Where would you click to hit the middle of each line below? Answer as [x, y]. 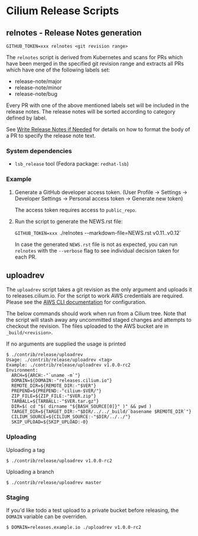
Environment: [22, 370]
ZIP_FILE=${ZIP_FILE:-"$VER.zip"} [54, 396]
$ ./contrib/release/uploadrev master [54, 482]
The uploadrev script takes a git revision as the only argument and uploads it [99, 290]
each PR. [26, 257]
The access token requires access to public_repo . [76, 210]
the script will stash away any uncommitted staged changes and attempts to [99, 320]
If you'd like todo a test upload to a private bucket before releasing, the [92, 510]
